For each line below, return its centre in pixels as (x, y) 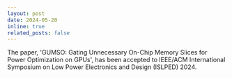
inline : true (26, 26)
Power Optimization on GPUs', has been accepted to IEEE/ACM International (116, 60)
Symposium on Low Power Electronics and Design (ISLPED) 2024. (102, 67)
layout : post (26, 13)
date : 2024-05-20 (32, 20)
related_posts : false (39, 33)
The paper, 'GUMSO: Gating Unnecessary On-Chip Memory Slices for (107, 52)
